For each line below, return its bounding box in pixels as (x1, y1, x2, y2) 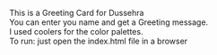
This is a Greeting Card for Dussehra (9, 8, 144, 18)
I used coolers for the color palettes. (9, 27, 143, 36)
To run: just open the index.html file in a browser (9, 35, 188, 46)
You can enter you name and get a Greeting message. (9, 17, 209, 27)
